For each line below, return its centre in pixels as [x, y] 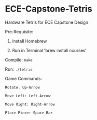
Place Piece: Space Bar [29, 113]
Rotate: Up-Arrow [22, 87]
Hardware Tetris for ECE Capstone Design [47, 22]
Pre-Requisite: [19, 31]
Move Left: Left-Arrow [28, 96]
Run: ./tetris [19, 69]
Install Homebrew [29, 41]
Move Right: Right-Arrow [30, 104]
